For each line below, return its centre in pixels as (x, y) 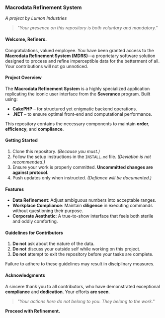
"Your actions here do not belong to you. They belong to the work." (86, 301)
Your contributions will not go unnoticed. (47, 66)
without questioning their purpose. (48, 211)
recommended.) (29, 162)
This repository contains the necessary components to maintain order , (78, 124)
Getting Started (22, 140)
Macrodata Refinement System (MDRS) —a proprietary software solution (80, 56)
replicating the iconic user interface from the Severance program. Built (78, 94)
